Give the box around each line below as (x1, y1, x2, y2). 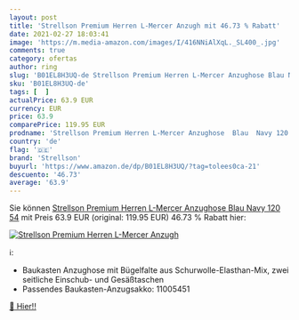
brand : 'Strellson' (9, 153, 82, 163)
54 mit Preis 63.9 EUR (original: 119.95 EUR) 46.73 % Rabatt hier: (9, 212, 246, 223)
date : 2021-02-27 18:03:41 (9, 29, 109, 38)
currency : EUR (9, 104, 62, 113)
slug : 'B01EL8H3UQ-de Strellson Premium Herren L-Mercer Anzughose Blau (9, 71, 285, 80)
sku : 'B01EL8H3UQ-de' (9, 79, 90, 88)
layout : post (9, 12, 58, 22)
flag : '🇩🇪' (9, 145, 53, 154)
